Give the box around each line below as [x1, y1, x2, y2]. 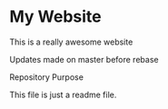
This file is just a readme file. [9, 89, 117, 100]
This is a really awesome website [9, 36, 133, 47]
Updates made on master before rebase [9, 54, 159, 64]
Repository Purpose [9, 71, 84, 83]
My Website [9, 6, 102, 27]
